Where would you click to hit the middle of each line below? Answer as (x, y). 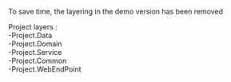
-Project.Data (30, 35)
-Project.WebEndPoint (45, 69)
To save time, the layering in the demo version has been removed (116, 12)
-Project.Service (35, 52)
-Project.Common (38, 61)
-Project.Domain (35, 44)
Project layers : (33, 27)
